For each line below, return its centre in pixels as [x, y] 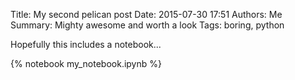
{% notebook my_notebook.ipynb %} [86, 63]
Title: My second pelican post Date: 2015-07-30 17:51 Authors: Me [146, 14]
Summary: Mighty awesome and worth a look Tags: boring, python [147, 25]
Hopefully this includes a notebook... [86, 44]
